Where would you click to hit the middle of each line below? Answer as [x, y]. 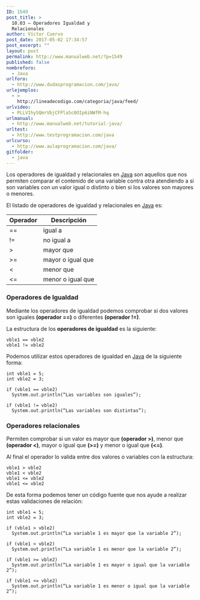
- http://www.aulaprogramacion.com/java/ [64, 146]
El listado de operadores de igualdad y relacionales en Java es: [85, 205]
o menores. [20, 194]
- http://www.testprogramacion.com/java [63, 135]
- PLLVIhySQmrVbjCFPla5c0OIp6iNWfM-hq [61, 113]
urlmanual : [20, 118]
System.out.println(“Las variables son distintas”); [79, 410]
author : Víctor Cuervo [35, 34]
